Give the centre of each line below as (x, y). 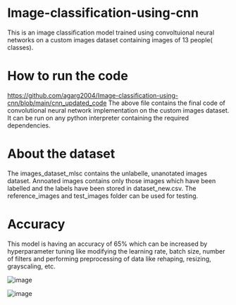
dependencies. (29, 125)
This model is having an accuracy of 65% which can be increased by (107, 244)
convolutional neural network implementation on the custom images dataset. (118, 110)
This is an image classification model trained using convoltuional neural (111, 32)
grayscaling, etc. (32, 266)
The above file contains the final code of (167, 103)
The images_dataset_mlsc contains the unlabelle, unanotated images (107, 173)
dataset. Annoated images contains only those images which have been (112, 180)
